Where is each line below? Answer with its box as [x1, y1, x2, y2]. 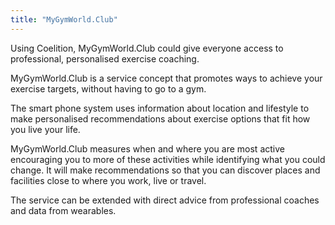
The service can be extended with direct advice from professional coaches [10, 194, 320, 206]
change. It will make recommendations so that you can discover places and [10, 164, 321, 176]
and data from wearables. [10, 204, 117, 216]
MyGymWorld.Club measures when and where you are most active [10, 142, 285, 155]
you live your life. [10, 123, 81, 135]
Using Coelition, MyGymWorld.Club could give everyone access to [10, 42, 284, 54]
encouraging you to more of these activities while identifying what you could [10, 153, 326, 165]
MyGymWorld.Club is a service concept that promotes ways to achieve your [10, 72, 323, 84]
